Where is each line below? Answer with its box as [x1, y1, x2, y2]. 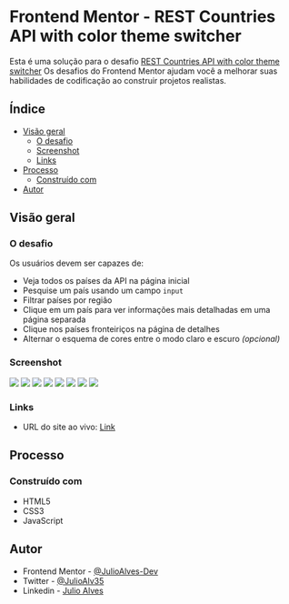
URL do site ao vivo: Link [22, 421, 115, 433]
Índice [9, 102, 45, 117]
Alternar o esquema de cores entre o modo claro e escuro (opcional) [22, 334, 281, 345]
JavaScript [22, 515, 64, 526]
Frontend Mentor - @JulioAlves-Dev [22, 566, 159, 577]
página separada [22, 314, 86, 325]
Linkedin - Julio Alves [22, 585, 105, 596]
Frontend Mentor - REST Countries [9, 6, 276, 27]
